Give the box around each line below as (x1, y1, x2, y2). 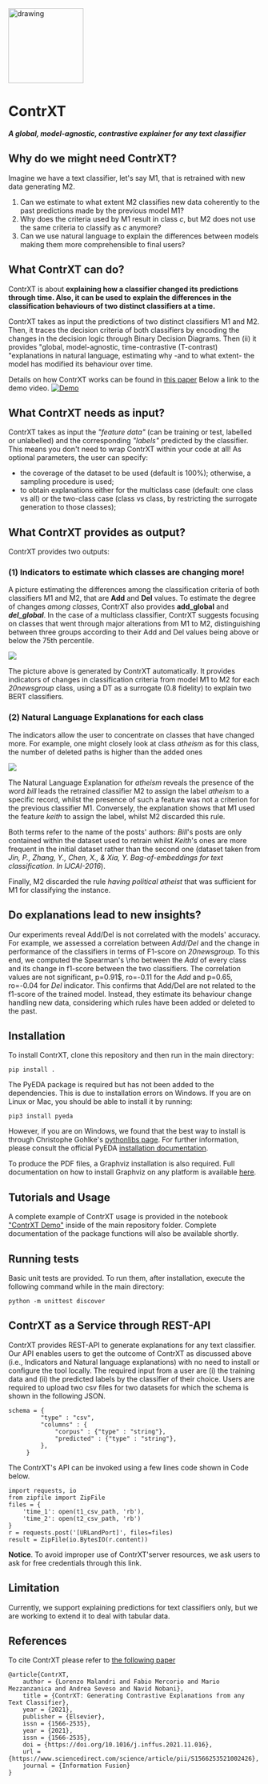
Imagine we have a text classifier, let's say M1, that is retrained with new (8, 173, 246, 182)
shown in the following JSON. (8, 1391, 106, 1401)
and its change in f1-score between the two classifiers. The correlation (8, 963, 242, 973)
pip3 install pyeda (8, 1112, 74, 1121)
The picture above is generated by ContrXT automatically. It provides (8, 666, 236, 676)
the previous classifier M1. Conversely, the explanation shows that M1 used (8, 803, 255, 813)
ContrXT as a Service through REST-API (8, 1319, 211, 1333)
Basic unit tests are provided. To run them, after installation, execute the (8, 1274, 246, 1283)
